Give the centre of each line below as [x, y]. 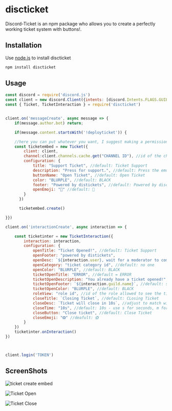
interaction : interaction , [52, 241]
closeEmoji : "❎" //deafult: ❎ [66, 317]
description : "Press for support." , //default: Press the [96, 170]
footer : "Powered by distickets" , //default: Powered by [95, 185]
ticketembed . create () [42, 209]
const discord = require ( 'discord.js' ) [48, 95]
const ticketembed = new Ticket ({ [51, 147]
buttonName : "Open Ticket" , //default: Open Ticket [89, 175]
